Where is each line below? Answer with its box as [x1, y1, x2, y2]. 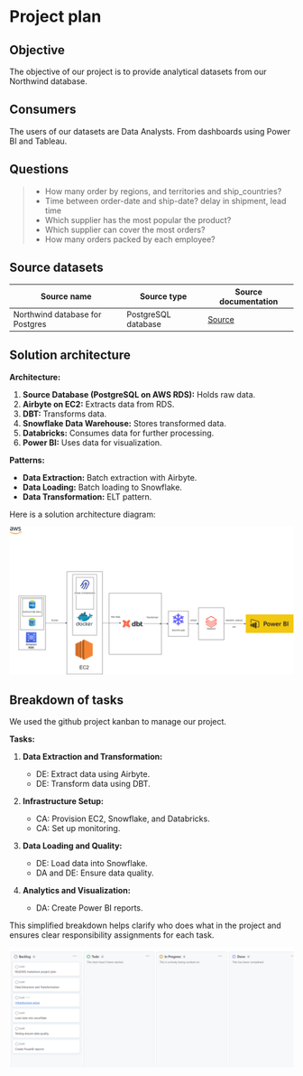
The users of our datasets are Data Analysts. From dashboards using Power [9, 126, 291, 136]
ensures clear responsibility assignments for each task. [9, 930, 215, 940]
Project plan [9, 6, 102, 27]
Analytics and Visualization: [22, 885, 131, 896]
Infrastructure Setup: [22, 796, 104, 807]
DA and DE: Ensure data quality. [35, 867, 154, 878]
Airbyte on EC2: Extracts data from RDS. [22, 398, 175, 409]
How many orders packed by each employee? [44, 233, 216, 245]
